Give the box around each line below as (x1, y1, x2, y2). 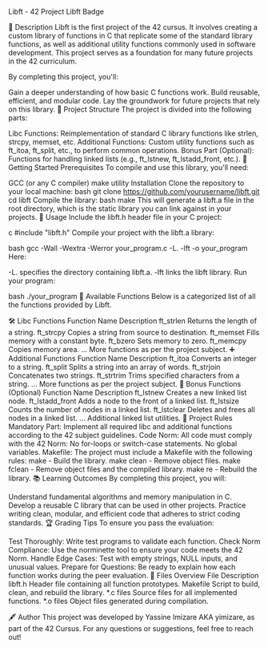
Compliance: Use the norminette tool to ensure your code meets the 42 (8, 545, 243, 554)
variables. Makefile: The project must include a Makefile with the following (8, 448, 254, 456)
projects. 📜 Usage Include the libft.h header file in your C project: (8, 213, 222, 221)
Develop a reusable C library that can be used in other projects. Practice (8, 500, 246, 510)
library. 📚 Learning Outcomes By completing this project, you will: (8, 473, 226, 483)
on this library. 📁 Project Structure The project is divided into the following (8, 104, 252, 114)
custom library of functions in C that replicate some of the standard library (8, 31, 254, 40)
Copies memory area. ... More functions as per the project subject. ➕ (8, 345, 235, 354)
